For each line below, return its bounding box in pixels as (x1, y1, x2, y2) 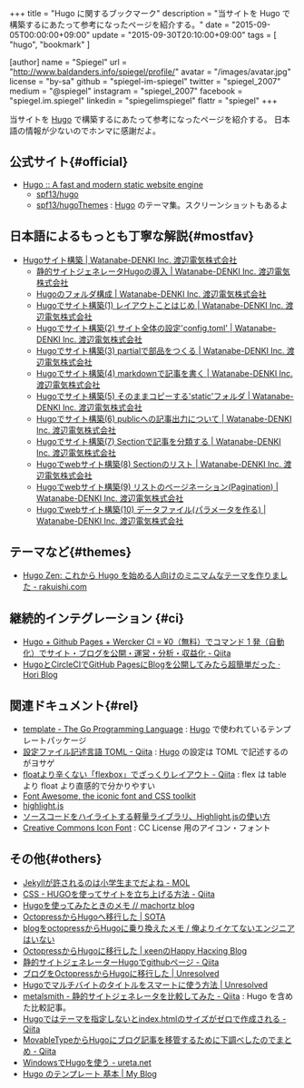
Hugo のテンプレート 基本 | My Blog (22, 1068, 157, 1079)
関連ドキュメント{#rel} (9, 698, 139, 713)
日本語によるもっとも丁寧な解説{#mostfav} (9, 229, 254, 244)
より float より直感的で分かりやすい (22, 780, 156, 791)
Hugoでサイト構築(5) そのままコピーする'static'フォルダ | (35, 390, 251, 401)
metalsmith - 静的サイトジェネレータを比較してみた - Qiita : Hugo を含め (22, 990, 293, 1001)
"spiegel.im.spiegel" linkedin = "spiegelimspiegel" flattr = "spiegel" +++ (9, 95, 279, 106)
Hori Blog (22, 670, 58, 681)
